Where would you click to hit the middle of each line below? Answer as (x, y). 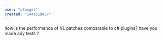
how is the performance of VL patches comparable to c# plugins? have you (81, 28)
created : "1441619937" (28, 14)
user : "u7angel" (21, 10)
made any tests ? (22, 33)
